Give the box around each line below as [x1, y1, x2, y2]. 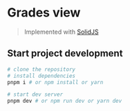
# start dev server [7, 91, 64, 98]
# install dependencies [7, 72, 76, 79]
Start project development [7, 48, 123, 59]
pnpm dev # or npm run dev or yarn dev [7, 98, 122, 105]
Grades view [7, 5, 81, 21]
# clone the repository [7, 65, 76, 73]
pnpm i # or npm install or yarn [7, 79, 104, 85]
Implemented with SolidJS [24, 28, 99, 36]
